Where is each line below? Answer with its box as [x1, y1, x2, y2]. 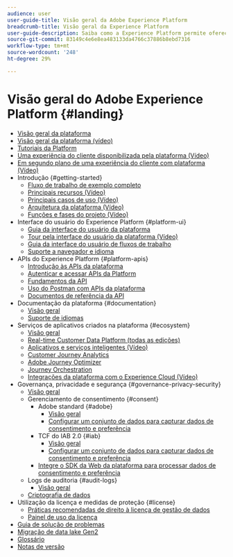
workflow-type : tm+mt [7, 42, 70, 49]
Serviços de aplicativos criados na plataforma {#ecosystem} [17, 321, 191, 329]
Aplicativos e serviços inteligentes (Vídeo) [27, 343, 148, 351]
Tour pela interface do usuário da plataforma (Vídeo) [27, 232, 178, 240]
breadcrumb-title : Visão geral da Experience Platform [7, 23, 169, 30]
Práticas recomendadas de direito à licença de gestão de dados [27, 505, 210, 514]
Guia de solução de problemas [17, 520, 105, 529]
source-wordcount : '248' [7, 49, 79, 56]
